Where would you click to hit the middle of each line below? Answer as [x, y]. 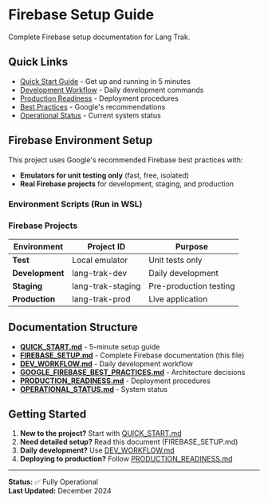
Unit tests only [175, 260]
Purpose [192, 246]
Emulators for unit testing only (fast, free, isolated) [104, 175]
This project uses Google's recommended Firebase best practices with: [126, 160]
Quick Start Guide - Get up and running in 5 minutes [105, 81]
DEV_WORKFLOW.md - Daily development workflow [106, 363]
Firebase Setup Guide [81, 15]
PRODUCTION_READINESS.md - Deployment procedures [115, 381]
